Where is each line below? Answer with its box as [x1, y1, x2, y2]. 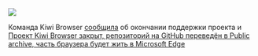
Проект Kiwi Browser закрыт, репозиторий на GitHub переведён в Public [8, 31, 250, 40]
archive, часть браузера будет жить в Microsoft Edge [8, 39, 186, 48]
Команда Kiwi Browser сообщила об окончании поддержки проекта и [8, 23, 242, 32]
